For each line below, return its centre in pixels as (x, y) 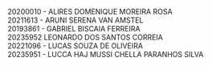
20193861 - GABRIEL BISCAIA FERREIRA (74, 29)
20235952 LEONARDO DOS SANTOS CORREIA (86, 37)
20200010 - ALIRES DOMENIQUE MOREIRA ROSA (90, 12)
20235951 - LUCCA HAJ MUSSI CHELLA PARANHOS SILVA (106, 54)
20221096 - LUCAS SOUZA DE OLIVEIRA (75, 46)
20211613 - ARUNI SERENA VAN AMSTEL (75, 20)
